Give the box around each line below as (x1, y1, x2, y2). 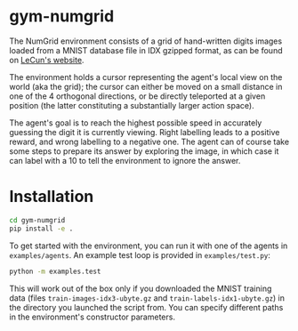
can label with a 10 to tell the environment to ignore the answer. (9, 155, 241, 165)
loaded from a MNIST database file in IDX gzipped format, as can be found (9, 44, 283, 55)
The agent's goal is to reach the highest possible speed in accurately (9, 117, 262, 128)
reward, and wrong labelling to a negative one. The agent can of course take (9, 136, 290, 147)
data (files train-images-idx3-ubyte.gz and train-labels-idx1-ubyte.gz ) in (9, 292, 286, 303)
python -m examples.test (9, 267, 101, 276)
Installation (9, 187, 94, 206)
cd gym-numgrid (9, 215, 66, 224)
